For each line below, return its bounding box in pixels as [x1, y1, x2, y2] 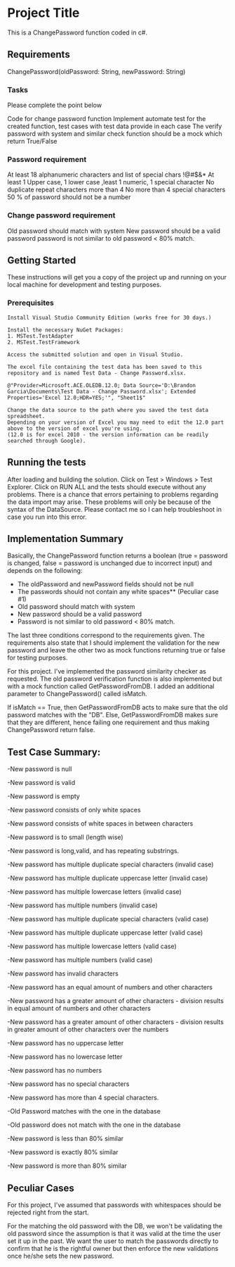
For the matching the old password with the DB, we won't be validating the [7, 1222, 223, 1230]
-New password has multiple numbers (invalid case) [7, 901, 158, 909]
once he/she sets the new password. [7, 1252, 114, 1260]
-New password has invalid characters [7, 969, 119, 978]
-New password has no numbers [7, 1066, 102, 1075]
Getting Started [7, 255, 76, 267]
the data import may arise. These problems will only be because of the [7, 498, 212, 506]
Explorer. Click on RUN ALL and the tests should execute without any [7, 482, 207, 491]
